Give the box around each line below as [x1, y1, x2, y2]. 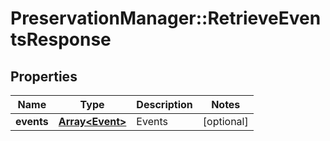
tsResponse [10, 28, 112, 51]
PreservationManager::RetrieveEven [10, 7, 322, 30]
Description [136, 98, 193, 111]
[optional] [202, 115, 249, 128]
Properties [10, 68, 78, 85]
